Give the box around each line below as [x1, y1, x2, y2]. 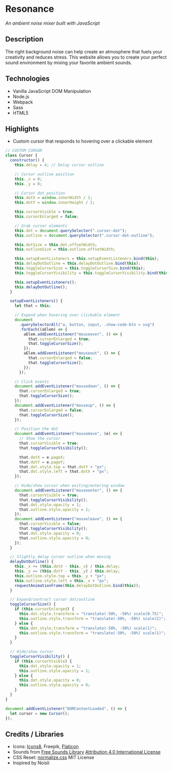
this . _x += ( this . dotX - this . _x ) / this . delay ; [14, 564, 120, 569]
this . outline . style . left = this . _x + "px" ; [14, 578, 109, 583]
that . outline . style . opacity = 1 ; [18, 507, 91, 512]
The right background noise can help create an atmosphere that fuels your [5, 48, 163, 54]
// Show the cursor [18, 436, 60, 441]
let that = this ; [14, 303, 52, 308]
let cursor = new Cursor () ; [10, 711, 70, 716]
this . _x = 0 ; [14, 176, 42, 182]
